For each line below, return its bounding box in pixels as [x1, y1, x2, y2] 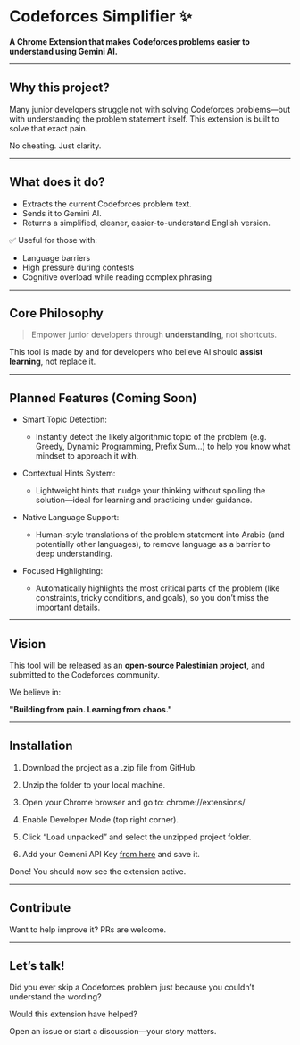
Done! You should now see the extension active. [9, 865, 187, 877]
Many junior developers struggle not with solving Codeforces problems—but [9, 104, 291, 114]
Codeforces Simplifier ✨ [9, 6, 193, 27]
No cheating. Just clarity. [9, 140, 102, 151]
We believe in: [9, 687, 61, 697]
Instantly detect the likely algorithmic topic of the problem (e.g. [35, 432, 267, 442]
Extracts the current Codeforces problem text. [21, 198, 192, 209]
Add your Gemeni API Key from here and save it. [21, 848, 201, 859]
